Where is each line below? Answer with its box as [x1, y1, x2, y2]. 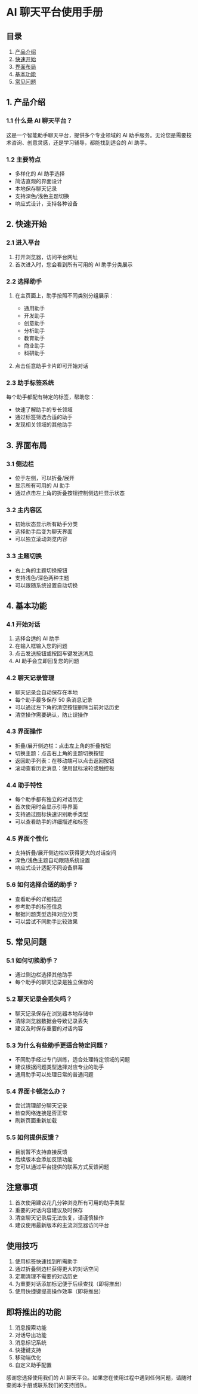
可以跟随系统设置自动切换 [14, 582, 78, 589]
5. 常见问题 [6, 937, 47, 947]
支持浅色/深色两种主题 [14, 574, 70, 581]
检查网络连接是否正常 [14, 1109, 67, 1116]
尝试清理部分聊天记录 [14, 1102, 67, 1109]
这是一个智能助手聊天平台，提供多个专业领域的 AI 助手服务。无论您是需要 [6, 131, 187, 138]
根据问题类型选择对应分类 [14, 910, 78, 917]
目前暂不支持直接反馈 [14, 1148, 67, 1155]
